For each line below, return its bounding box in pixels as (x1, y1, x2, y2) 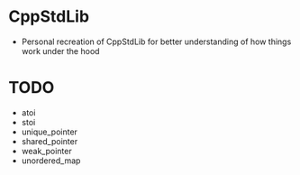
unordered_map (21, 155, 81, 166)
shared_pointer (21, 135, 78, 146)
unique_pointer (21, 126, 78, 137)
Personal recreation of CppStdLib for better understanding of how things (21, 36, 292, 47)
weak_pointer (21, 145, 73, 156)
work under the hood (21, 45, 100, 56)
